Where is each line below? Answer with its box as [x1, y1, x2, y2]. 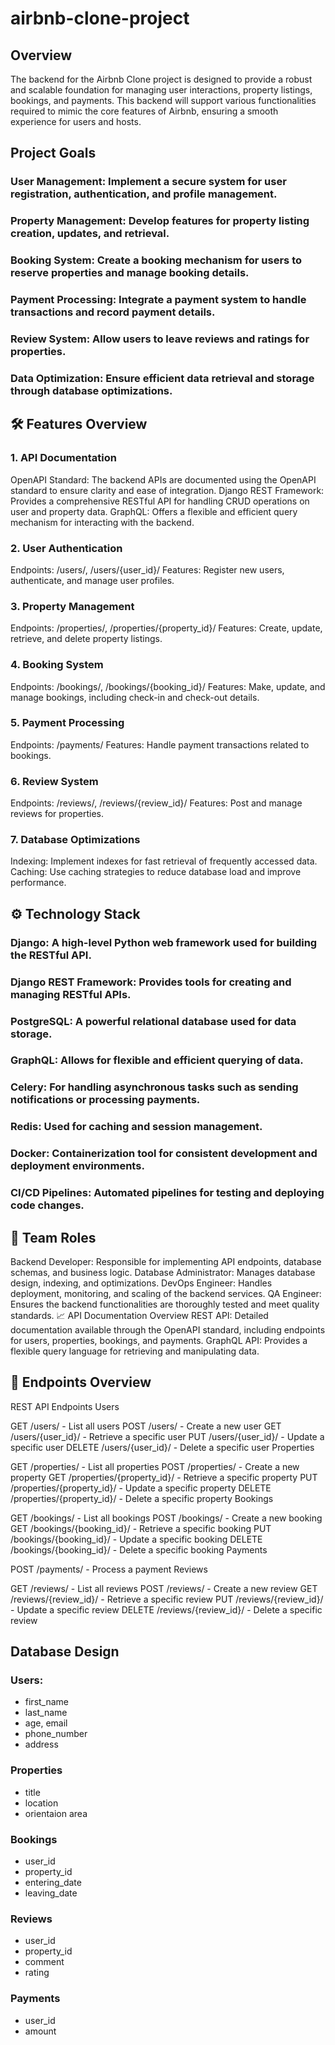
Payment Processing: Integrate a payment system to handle [10, 293, 307, 307]
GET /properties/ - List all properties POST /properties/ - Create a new [10, 1460, 300, 1472]
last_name [24, 1707, 68, 1719]
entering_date [24, 1877, 82, 1889]
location [24, 1797, 59, 1809]
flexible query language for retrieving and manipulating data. [10, 1345, 260, 1357]
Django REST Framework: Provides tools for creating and [10, 975, 292, 989]
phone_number [24, 1728, 88, 1740]
